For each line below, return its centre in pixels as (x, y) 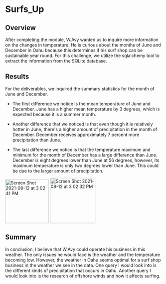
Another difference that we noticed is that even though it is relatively (83, 124)
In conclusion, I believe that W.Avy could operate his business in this (75, 249)
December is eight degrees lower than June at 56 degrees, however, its (86, 160)
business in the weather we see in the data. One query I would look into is (81, 265)
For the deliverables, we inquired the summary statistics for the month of (80, 88)
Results (17, 77)
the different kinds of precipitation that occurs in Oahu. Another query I (78, 270)
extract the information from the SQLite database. (56, 61)
